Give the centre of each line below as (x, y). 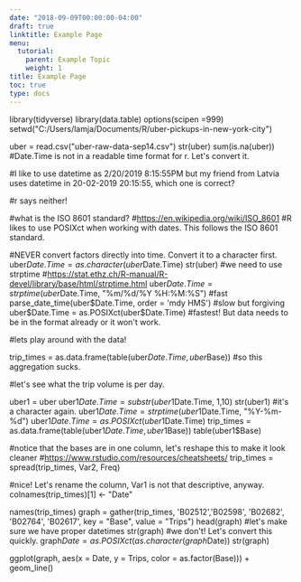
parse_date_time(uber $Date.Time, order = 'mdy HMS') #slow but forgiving (147, 303)
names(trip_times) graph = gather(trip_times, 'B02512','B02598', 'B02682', (147, 512)
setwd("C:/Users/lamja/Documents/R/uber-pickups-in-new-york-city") (141, 128)
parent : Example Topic (68, 60)
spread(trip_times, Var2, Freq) (65, 467)
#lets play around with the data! (68, 339)
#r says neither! (38, 201)
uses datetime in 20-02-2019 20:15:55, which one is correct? (123, 183)
